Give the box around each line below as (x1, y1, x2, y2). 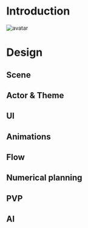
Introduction (6, 4, 70, 18)
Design (6, 45, 43, 59)
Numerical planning (6, 173, 83, 183)
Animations (6, 132, 51, 142)
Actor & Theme (6, 90, 64, 101)
